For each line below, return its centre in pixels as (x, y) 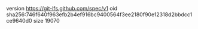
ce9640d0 (19, 21)
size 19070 (46, 21)
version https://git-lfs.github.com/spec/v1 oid (62, 8)
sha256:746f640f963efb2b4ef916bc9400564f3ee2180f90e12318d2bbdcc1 (99, 14)
